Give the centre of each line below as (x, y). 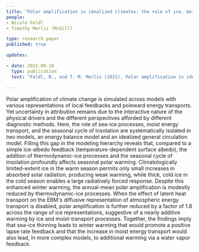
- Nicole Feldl (25, 23)
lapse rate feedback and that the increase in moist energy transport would (97, 231)
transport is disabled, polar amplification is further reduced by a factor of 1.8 (99, 206)
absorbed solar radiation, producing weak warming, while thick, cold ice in (97, 174)
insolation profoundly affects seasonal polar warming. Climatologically (92, 162)
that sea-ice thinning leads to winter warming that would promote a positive (98, 225)
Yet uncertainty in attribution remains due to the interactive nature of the (94, 111)
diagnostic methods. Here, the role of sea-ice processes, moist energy (92, 124)
